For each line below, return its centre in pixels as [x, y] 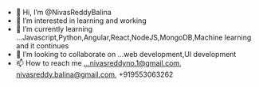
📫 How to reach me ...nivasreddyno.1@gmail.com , [98, 63]
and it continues [42, 46]
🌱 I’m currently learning [54, 29]
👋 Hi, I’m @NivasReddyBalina [63, 12]
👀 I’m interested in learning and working [81, 21]
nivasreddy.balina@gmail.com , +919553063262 [94, 74]
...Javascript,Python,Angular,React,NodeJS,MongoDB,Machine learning [133, 37]
